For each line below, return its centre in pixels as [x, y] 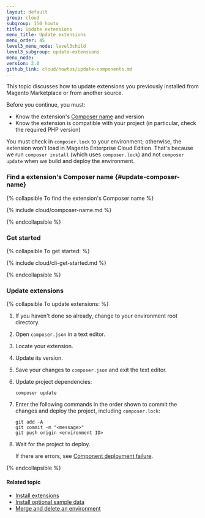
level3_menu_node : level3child [46, 47]
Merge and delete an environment [58, 509]
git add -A [29, 422]
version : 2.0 [23, 63]
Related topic [24, 482]
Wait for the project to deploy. [53, 444]
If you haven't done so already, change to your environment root [96, 316]
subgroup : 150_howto [33, 23]
